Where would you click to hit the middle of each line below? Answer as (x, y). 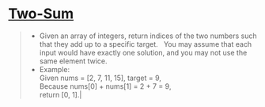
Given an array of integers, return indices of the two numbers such (148, 36)
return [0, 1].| (61, 94)
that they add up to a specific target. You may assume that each (146, 44)
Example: (54, 69)
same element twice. (73, 61)
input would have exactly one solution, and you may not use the (143, 52)
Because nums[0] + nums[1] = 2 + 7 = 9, (105, 86)
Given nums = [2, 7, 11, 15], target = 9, (100, 78)
